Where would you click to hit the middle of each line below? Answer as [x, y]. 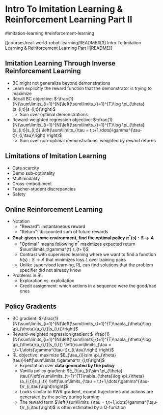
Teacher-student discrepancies [44, 189]
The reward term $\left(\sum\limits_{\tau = [62, 402]
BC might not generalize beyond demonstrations [61, 83]
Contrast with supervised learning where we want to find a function [88, 254]
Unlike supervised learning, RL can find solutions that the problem [86, 265]
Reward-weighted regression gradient [51, 334]
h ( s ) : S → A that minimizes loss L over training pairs [73, 259]
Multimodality [26, 178]
